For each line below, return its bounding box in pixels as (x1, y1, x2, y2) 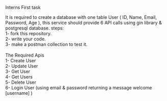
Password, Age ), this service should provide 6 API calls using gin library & (5, 20, 162, 26)
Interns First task (5, 5, 41, 10)
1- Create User (5, 58, 36, 63)
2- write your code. (5, 36, 46, 42)
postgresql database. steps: (5, 25, 64, 31)
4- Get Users (5, 74, 33, 80)
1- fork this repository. (5, 31, 52, 36)
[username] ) (5, 90, 33, 96)
